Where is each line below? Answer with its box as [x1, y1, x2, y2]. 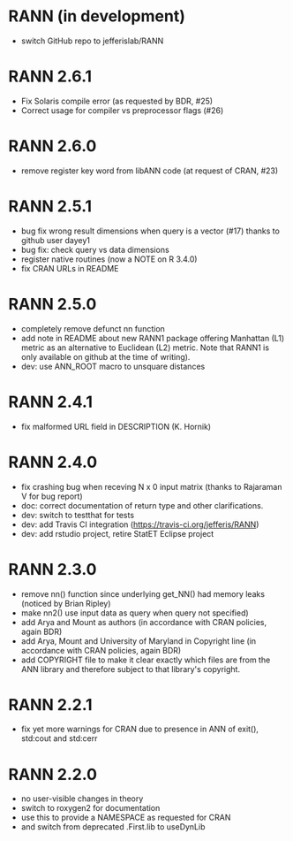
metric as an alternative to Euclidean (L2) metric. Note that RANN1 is [20, 342, 270, 353]
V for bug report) [20, 491, 83, 501]
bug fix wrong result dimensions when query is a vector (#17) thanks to [20, 226, 280, 236]
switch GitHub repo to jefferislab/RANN [20, 35, 164, 46]
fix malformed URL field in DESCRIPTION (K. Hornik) [20, 421, 212, 432]
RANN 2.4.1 [8, 392, 94, 412]
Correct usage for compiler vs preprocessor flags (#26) [20, 104, 224, 116]
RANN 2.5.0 [8, 294, 97, 314]
